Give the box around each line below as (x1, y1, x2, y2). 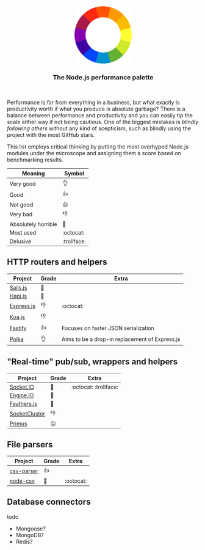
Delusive (9, 238, 32, 245)
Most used (9, 229, 37, 237)
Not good (9, 201, 34, 208)
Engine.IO (9, 392, 34, 399)
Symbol (64, 169, 84, 177)
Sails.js (9, 284, 27, 291)
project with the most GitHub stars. (7, 131, 95, 139)
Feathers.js (9, 400, 38, 408)
